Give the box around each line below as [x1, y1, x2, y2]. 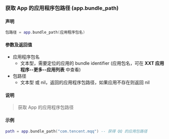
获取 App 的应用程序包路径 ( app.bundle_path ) [5, 4, 119, 11]
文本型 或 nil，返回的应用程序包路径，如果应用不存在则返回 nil [20, 79, 150, 85]
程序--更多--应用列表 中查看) [20, 66, 81, 73]
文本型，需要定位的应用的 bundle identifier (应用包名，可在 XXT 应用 [20, 60, 164, 66]
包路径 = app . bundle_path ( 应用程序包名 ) [5, 30, 86, 35]
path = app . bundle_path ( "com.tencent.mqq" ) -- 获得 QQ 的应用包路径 [5, 129, 148, 134]
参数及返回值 [5, 41, 32, 48]
